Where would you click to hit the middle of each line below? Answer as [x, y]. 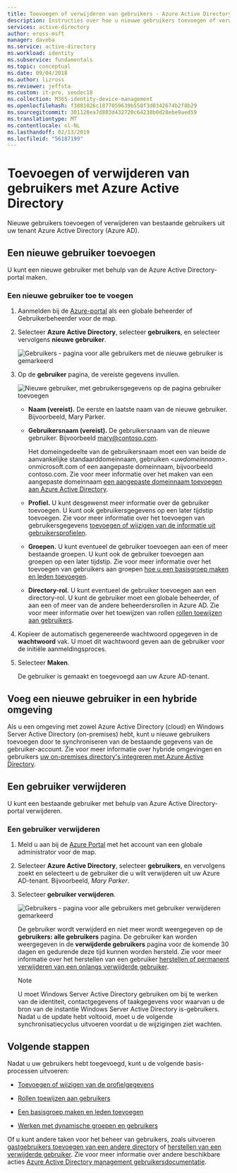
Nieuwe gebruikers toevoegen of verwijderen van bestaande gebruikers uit [116, 223]
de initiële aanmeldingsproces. [62, 649]
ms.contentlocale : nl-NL [44, 125]
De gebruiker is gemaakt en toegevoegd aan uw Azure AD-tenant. [113, 677]
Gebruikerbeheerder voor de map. [67, 318]
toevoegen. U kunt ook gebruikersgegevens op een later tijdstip [121, 511]
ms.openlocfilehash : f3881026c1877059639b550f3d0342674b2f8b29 [102, 106]
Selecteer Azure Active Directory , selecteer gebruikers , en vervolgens [121, 866]
